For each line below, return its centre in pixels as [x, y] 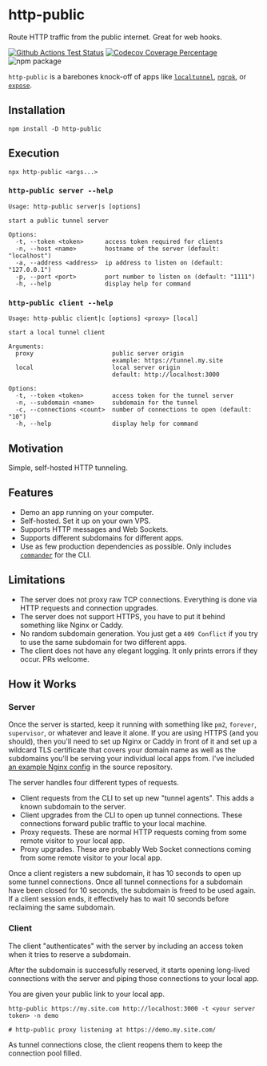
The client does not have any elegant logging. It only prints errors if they [139, 651]
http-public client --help [61, 303]
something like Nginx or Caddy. [72, 625]
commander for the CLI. [56, 554]
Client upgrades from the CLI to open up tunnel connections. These [131, 815]
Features [31, 493]
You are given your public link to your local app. [87, 994]
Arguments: [26, 347]
